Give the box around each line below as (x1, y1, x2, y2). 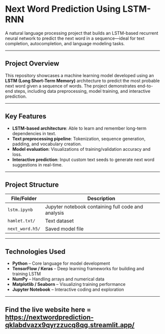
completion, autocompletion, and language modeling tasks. (5, 40, 125, 46)
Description (87, 195, 115, 202)
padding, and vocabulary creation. (12, 141, 82, 147)
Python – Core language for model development (12, 260, 110, 266)
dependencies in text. (12, 130, 56, 136)
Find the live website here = (5, 306, 91, 314)
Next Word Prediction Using (5, 3, 121, 15)
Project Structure (5, 180, 59, 189)
